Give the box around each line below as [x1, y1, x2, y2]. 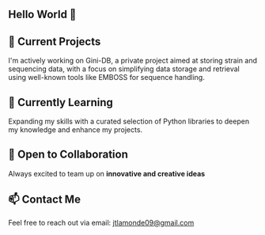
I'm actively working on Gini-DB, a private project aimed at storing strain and [8, 56, 257, 66]
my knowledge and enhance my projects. [8, 125, 143, 135]
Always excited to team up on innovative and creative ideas [8, 169, 206, 178]
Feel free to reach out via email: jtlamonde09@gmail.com [8, 218, 195, 227]
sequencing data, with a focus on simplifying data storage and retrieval [8, 64, 240, 74]
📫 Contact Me [8, 193, 81, 207]
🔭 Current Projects [8, 35, 101, 48]
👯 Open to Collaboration [8, 148, 128, 161]
